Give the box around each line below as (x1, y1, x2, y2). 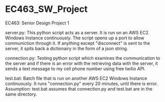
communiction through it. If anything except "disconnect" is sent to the (5, 40, 150, 46)
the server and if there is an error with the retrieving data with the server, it (5, 60, 158, 66)
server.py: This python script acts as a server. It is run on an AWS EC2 (5, 29, 149, 35)
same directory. (5, 91, 37, 97)
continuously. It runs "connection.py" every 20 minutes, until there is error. (5, 81, 158, 87)
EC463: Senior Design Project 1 (5, 20, 70, 26)
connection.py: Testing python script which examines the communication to (5, 55, 161, 61)
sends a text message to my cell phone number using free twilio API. (5, 66, 146, 72)
